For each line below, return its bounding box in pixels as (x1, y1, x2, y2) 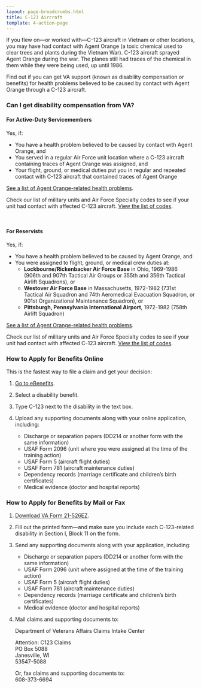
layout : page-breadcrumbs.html (6, 8, 84, 15)
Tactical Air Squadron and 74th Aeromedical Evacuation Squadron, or (23, 291, 195, 298)
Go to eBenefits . (14, 380, 55, 387)
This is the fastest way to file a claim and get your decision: (6, 368, 153, 375)
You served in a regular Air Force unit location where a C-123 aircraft (14, 153, 184, 161)
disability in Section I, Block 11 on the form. (14, 530, 120, 537)
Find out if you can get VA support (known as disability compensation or (6, 73, 184, 81)
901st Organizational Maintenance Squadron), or (23, 297, 144, 304)
